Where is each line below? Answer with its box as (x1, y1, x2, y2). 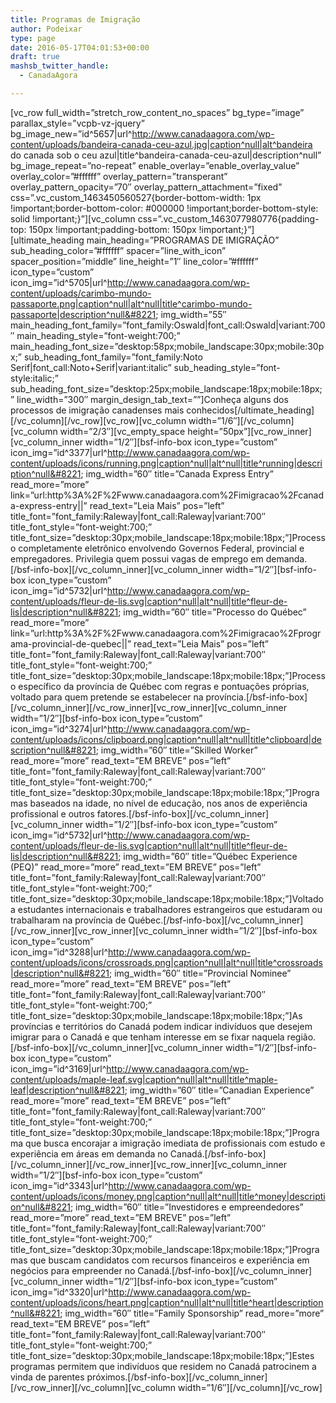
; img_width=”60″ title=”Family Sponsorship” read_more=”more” (59, 1307, 325, 1319)
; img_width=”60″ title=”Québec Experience (118, 850, 298, 862)
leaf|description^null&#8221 (10, 1084, 125, 1096)
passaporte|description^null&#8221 (10, 308, 157, 320)
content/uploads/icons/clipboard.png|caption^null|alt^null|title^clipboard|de (10, 733, 322, 745)
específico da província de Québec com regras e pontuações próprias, (18, 680, 310, 692)
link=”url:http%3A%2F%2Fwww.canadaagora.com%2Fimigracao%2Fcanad (10, 489, 324, 501)
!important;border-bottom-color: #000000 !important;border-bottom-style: (10, 202, 319, 214)
